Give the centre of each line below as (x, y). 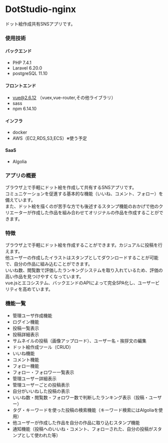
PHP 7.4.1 (22, 63)
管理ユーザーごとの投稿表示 (41, 385)
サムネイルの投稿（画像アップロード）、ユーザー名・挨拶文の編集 (79, 341)
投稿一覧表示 (26, 328)
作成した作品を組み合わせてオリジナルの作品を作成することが (95, 212)
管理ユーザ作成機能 (32, 315)
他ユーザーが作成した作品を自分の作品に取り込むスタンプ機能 (76, 422)
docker (20, 133)
